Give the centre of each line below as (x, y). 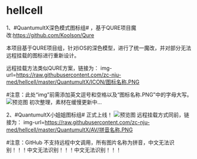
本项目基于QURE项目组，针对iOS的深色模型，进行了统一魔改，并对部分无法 (99, 48)
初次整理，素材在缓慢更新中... (66, 102)
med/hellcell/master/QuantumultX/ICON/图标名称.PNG (73, 82)
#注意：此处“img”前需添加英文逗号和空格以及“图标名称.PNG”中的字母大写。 (99, 94)
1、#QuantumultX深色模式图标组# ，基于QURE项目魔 (71, 27)
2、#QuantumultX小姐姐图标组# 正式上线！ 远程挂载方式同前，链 (98, 115)
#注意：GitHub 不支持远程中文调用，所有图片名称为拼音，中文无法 (88, 142)
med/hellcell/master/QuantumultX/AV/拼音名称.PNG (70, 130)
